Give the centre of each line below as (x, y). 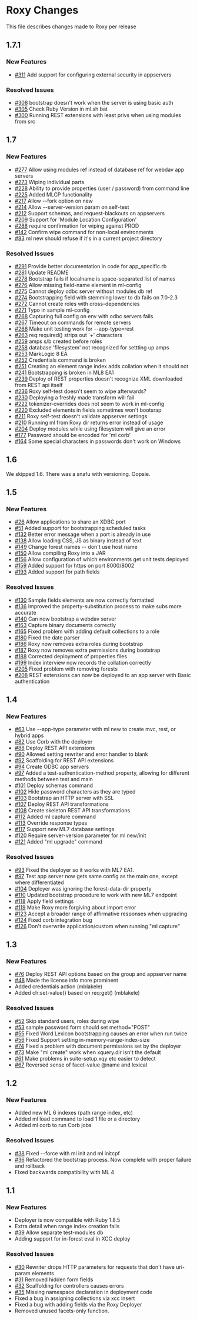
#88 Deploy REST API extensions (55, 748)
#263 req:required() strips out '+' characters (68, 335)
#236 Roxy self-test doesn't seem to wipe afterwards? (81, 391)
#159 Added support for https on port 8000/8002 (74, 566)
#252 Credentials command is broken (60, 360)
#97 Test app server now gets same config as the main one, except (96, 876)
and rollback (30, 1166)
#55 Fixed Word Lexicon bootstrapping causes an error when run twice (101, 1034)
